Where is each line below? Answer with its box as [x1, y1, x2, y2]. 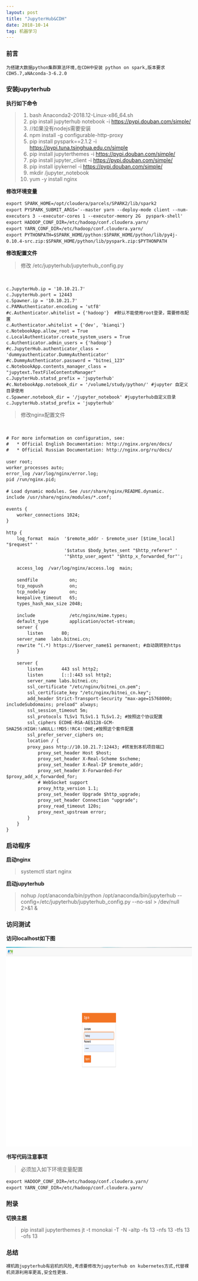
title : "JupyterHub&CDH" [6, 15, 67, 22]
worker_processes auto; [6, 465, 65, 471]
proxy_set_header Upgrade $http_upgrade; [37, 791, 141, 797]
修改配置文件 [6, 249, 37, 257]
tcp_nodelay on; [16, 589, 78, 595]
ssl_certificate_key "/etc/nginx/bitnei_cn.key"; [27, 689, 151, 696]
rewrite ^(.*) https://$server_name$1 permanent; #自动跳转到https [16, 642, 181, 648]
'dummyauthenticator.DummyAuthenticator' [6, 352, 110, 358]
